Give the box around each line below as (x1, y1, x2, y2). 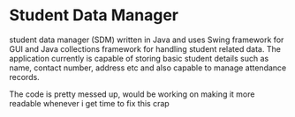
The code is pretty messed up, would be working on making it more (9, 89, 255, 99)
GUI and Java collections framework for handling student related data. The (9, 43, 281, 54)
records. (9, 71, 40, 82)
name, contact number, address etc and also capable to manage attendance (9, 62, 287, 73)
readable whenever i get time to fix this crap (9, 98, 170, 108)
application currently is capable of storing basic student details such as (9, 53, 269, 63)
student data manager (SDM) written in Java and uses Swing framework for (9, 34, 284, 45)
